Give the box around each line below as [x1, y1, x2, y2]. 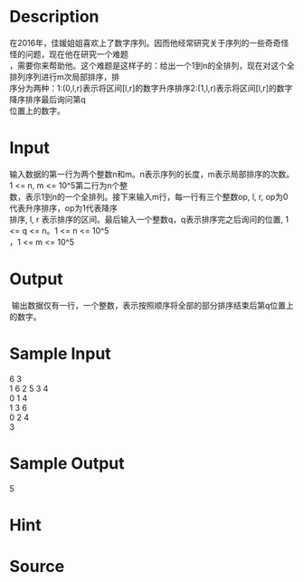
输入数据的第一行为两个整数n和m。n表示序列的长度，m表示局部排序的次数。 [9, 168, 295, 179]
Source [9, 557, 65, 577]
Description [9, 6, 100, 27]
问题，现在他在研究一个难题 [24, 48, 128, 60]
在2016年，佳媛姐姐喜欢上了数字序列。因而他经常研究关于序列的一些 [9, 37, 265, 48]
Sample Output [9, 453, 125, 473]
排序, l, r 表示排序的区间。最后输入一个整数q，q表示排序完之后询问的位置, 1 [9, 214, 290, 224]
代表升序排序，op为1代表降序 [9, 202, 118, 214]
